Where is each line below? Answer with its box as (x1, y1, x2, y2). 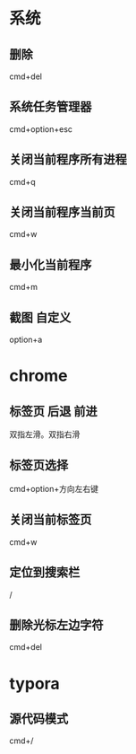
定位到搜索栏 (9, 565, 81, 580)
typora (9, 673, 60, 694)
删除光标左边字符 (9, 617, 104, 633)
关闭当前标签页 (9, 513, 92, 528)
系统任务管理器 (9, 100, 92, 115)
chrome (9, 365, 69, 386)
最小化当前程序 (9, 257, 92, 272)
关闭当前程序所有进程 (9, 152, 127, 167)
